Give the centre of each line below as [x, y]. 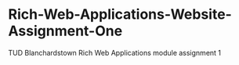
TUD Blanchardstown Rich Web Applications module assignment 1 [115, 52]
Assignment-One [65, 31]
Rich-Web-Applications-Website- [120, 14]
